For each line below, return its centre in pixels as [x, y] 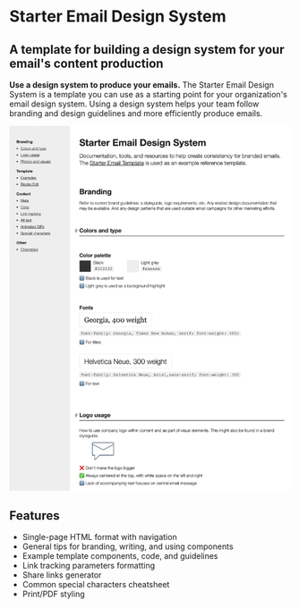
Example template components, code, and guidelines [120, 556]
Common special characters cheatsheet [96, 585]
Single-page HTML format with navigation [99, 537]
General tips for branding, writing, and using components [128, 546]
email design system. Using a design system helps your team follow [134, 104]
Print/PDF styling [53, 594]
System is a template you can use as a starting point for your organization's [149, 94]
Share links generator [62, 575]
